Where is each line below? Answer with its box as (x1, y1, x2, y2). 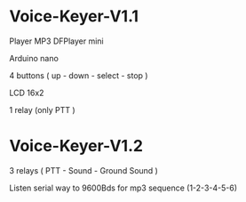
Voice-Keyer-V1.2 (9, 136, 144, 157)
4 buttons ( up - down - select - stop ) (9, 69, 148, 81)
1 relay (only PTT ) (9, 104, 75, 115)
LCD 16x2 (9, 87, 44, 98)
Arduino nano (9, 53, 60, 63)
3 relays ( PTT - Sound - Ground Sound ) (9, 165, 158, 175)
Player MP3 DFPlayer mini (9, 36, 104, 46)
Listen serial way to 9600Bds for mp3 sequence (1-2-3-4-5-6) (9, 182, 238, 193)
